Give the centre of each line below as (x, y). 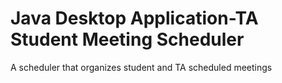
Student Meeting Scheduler (127, 39)
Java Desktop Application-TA (134, 18)
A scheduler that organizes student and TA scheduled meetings (141, 67)
